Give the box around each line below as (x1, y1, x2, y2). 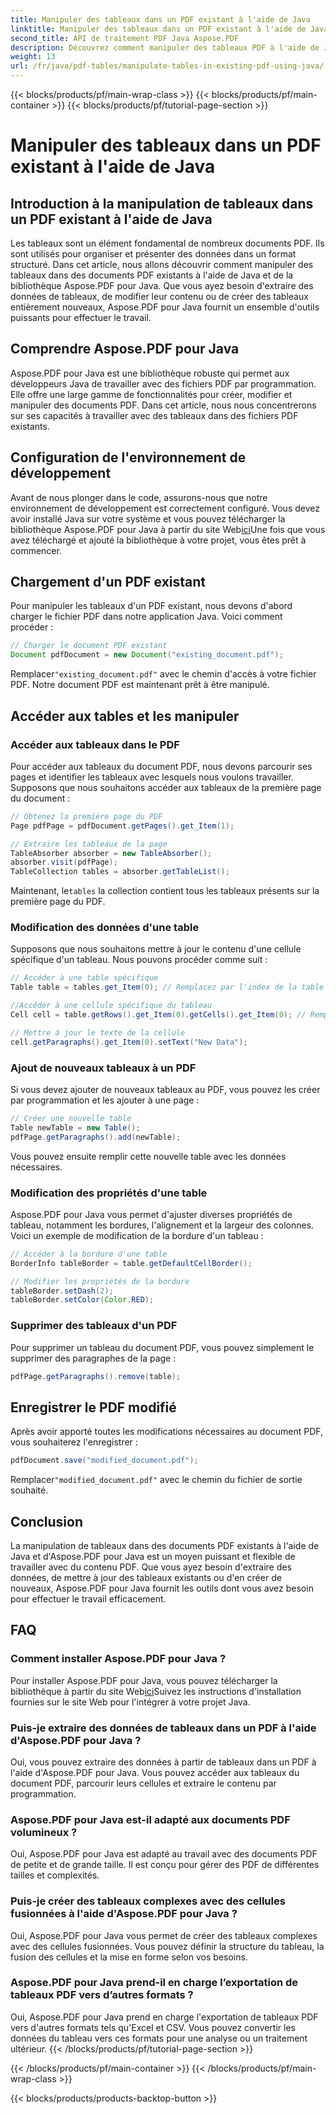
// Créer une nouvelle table (10, 1113, 132, 1123)
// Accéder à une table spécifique (10, 973, 159, 983)
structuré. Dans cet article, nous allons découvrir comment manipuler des (10, 259, 314, 270)
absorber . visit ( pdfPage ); (10, 857, 118, 868)
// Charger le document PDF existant (10, 641, 168, 651)
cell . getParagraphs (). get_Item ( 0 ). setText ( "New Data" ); (10, 1037, 248, 1047)
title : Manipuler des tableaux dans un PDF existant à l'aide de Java (10, 14, 311, 25)
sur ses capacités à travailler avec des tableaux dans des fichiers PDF (10, 409, 299, 421)
